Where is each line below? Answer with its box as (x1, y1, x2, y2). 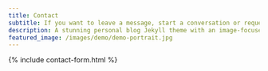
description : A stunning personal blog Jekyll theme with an (8, 26, 216, 34)
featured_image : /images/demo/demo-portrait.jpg (8, 33, 173, 42)
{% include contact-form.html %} (8, 55, 118, 65)
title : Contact (8, 11, 59, 20)
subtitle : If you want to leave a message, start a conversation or (8, 19, 241, 27)
